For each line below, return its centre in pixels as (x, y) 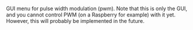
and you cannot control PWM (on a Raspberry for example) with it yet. (91, 15)
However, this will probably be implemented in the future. (75, 21)
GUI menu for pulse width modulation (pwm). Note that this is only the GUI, (97, 9)
